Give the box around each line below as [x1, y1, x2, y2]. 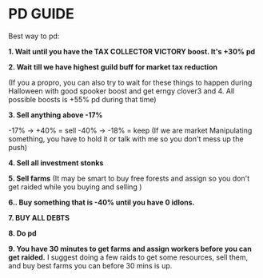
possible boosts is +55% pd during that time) [8, 94, 157, 104]
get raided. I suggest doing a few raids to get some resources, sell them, [8, 252, 249, 262]
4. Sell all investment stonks [8, 157, 104, 168]
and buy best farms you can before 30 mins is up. [8, 260, 173, 270]
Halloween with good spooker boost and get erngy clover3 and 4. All [8, 85, 235, 96]
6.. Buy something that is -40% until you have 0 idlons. [8, 197, 195, 207]
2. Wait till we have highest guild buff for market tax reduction [8, 62, 218, 72]
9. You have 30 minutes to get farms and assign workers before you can [8, 244, 252, 253]
